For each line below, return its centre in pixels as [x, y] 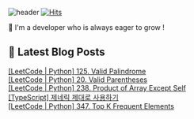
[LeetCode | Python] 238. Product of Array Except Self [97, 87]
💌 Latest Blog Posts [57, 52]
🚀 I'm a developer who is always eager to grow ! [86, 27]
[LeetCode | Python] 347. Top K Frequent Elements [91, 106]
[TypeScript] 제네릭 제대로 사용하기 [63, 97]
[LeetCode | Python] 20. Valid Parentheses [78, 80]
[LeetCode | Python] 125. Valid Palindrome [77, 71]
